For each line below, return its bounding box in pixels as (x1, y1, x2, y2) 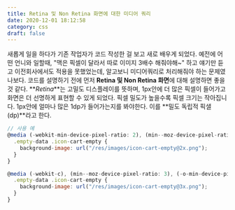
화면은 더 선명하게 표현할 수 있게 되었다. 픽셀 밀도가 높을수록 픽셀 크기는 (7, 94, 203, 102)
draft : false (7, 29, 45, 37)
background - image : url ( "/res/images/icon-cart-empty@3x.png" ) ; (20, 183, 208, 190)
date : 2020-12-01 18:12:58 (7, 17, 86, 24)
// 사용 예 (7, 125, 35, 132)
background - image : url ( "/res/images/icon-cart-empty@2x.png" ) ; (20, 144, 208, 151)
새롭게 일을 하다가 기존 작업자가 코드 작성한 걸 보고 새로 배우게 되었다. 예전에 (7, 50, 216, 58)
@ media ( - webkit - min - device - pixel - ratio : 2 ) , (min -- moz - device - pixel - (7, 132, 218, 139)
